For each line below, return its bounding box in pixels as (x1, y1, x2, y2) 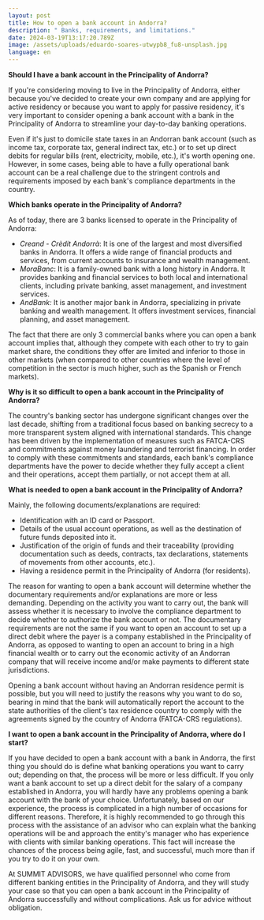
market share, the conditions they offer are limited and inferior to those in (8, 347, 246, 356)
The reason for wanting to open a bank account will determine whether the (8, 582, 251, 590)
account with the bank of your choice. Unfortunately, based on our (8, 795, 225, 805)
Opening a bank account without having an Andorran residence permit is (8, 681, 244, 690)
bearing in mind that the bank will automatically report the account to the (8, 697, 244, 707)
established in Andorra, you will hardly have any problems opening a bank (8, 787, 248, 796)
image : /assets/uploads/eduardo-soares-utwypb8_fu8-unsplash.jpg (8, 41, 227, 49)
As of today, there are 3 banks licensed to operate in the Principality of (8, 215, 238, 224)
